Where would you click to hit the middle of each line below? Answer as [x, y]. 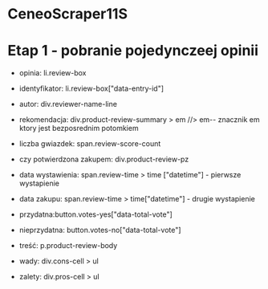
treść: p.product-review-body [68, 246]
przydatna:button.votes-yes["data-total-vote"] [96, 214]
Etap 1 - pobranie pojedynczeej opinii [133, 51]
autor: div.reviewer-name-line [68, 104]
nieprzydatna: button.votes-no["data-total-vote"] [100, 230]
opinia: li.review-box [53, 73]
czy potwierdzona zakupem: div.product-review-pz [104, 159]
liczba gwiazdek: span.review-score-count [90, 144]
